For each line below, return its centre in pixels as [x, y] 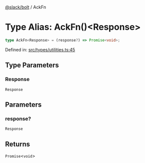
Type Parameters [32, 65]
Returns [18, 144]
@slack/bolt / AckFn [26, 7]
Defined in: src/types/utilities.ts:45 [40, 49]
